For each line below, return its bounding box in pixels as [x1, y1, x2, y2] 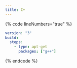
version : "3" [5, 30, 32, 35]
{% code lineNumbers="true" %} [5, 21, 73, 27]
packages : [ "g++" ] [18, 49, 56, 54]
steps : [9, 40, 23, 45]
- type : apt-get [14, 44, 48, 50]
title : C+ [5, 7, 26, 12]
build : [5, 35, 19, 40]
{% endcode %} [5, 58, 38, 64]
